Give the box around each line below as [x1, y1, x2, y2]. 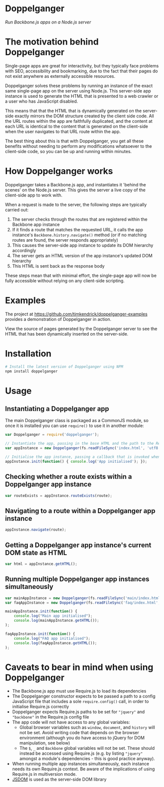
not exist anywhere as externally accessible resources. [5, 73, 116, 79]
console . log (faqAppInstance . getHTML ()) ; [14, 640, 97, 646]
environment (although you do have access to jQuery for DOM [19, 735, 145, 741]
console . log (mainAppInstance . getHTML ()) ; [14, 618, 99, 623]
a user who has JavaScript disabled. [5, 98, 78, 104]
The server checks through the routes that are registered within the [12, 216, 148, 222]
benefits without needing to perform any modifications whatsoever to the [5, 143, 152, 149]
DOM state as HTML [5, 548, 67, 557]
